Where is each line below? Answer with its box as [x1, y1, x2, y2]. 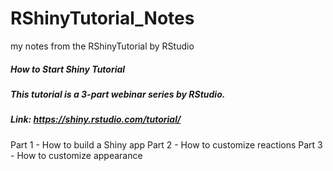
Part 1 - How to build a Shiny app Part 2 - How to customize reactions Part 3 [10, 138, 323, 151]
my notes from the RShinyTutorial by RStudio [10, 40, 195, 52]
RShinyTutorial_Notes [10, 7, 195, 30]
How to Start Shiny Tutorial [10, 63, 126, 75]
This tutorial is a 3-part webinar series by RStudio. [10, 88, 226, 100]
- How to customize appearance [10, 149, 143, 161]
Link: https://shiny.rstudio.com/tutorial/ [10, 113, 182, 126]
